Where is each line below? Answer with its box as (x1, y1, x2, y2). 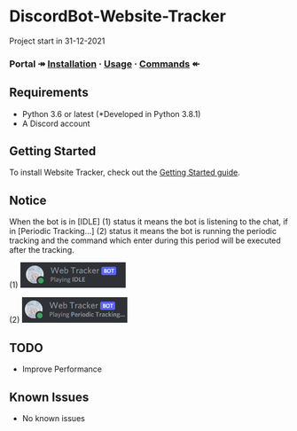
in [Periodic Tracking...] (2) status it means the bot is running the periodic (9, 226, 277, 237)
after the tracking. (9, 245, 75, 255)
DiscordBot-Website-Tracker (9, 6, 226, 27)
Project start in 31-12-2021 (9, 35, 106, 46)
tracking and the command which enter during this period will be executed (9, 235, 281, 246)
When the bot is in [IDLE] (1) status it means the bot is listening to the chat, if (9, 216, 288, 227)
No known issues (21, 412, 86, 423)
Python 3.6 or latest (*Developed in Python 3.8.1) (21, 108, 201, 119)
